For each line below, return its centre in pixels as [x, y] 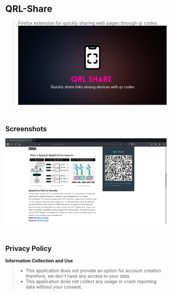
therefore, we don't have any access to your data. [78, 276]
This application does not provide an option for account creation [93, 271]
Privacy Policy [29, 248]
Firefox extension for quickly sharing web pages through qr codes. [88, 23]
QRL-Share [29, 9]
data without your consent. [54, 287]
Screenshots [26, 129]
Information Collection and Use [39, 260]
